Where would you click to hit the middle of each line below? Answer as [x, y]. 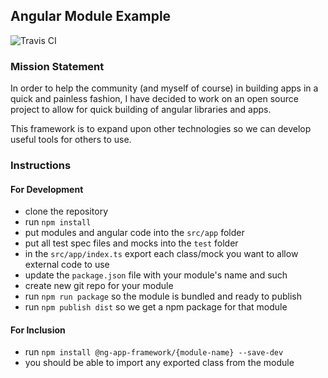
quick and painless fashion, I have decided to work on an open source [154, 99]
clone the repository [66, 211]
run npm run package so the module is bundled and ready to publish [163, 296]
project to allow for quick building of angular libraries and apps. [141, 110]
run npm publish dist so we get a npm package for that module [156, 307]
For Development [47, 189]
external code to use [67, 265]
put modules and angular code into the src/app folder [134, 233]
